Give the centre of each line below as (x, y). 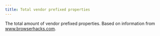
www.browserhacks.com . (31, 28)
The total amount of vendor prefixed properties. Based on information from (80, 23)
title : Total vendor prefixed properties (48, 9)
